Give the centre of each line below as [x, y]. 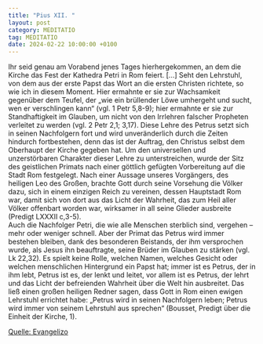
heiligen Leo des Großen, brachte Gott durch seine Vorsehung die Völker [126, 183]
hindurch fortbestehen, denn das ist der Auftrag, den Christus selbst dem [127, 142]
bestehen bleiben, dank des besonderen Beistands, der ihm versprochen [126, 242]
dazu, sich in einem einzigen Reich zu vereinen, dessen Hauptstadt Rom [125, 192]
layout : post [29, 23]
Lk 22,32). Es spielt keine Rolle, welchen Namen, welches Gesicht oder [123, 259]
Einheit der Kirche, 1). [42, 317]
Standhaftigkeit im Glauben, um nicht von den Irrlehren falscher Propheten [128, 117]
